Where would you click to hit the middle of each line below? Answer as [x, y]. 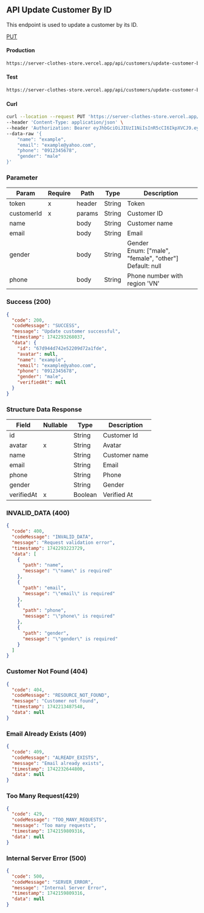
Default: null [144, 266]
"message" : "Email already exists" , [58, 763]
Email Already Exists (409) [46, 733]
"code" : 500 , [28, 876]
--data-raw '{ [24, 133]
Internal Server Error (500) [46, 858]
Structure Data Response [44, 409]
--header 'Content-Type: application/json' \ [65, 122]
